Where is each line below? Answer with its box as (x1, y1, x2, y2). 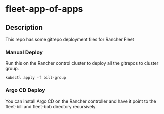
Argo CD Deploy (5, 87, 45, 94)
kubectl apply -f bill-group (5, 75, 66, 80)
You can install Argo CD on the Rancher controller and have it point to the (5, 98, 156, 104)
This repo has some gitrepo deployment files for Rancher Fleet (5, 36, 134, 42)
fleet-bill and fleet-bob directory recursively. (5, 103, 97, 109)
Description (5, 23, 43, 32)
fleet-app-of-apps (5, 3, 83, 15)
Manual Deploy (5, 49, 43, 56)
